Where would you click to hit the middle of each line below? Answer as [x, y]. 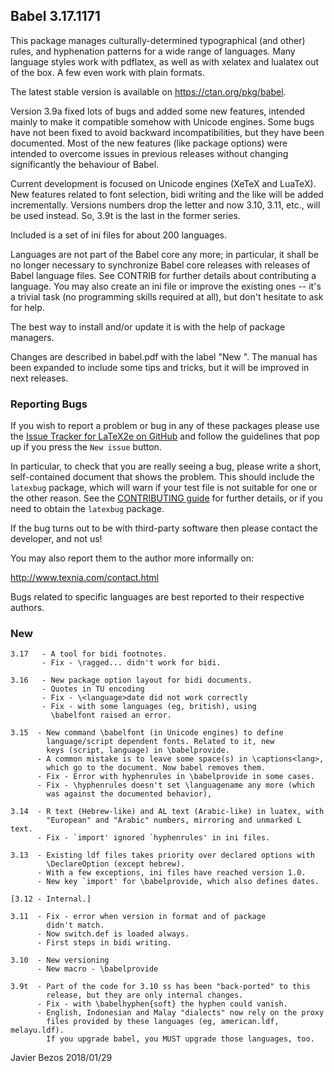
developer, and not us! [56, 539]
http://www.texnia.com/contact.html [84, 578]
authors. [27, 608]
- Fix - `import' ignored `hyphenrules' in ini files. [153, 838]
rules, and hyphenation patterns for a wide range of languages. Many [153, 51]
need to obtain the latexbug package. [87, 509]
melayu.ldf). [37, 1030]
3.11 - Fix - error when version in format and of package [138, 917]
